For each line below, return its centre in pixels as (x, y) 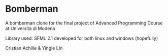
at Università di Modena (30, 28)
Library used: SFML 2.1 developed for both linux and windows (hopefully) (82, 38)
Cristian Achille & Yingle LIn (34, 48)
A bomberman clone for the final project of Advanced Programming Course (84, 23)
